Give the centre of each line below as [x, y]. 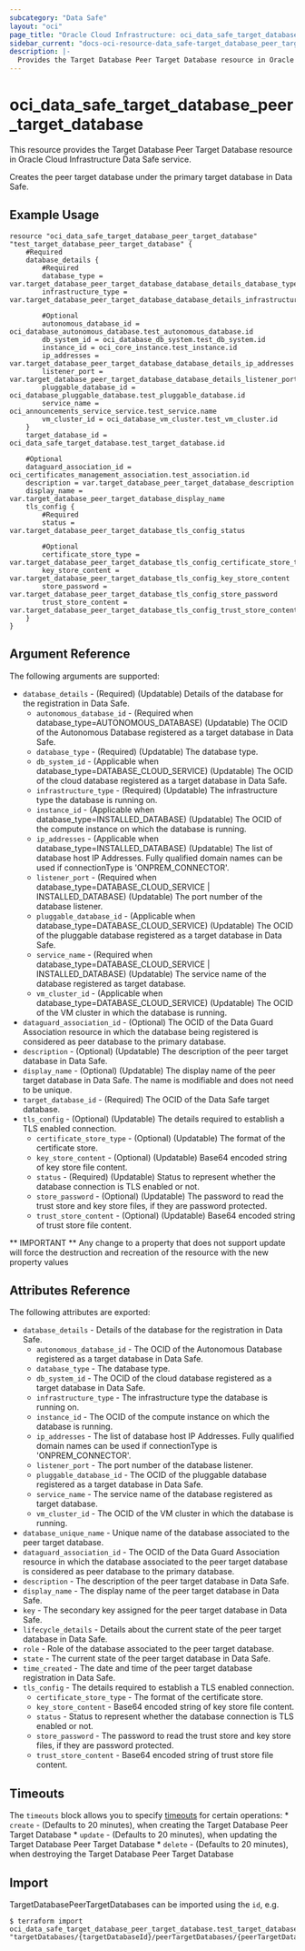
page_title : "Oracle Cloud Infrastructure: [93, 35]
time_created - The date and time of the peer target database [137, 1668]
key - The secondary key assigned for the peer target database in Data [155, 1610]
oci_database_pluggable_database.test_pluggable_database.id [128, 395]
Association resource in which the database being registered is [140, 1031]
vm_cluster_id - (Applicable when [99, 993]
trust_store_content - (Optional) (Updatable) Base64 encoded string [166, 1215]
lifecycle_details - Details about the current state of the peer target [152, 1630]
